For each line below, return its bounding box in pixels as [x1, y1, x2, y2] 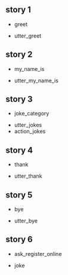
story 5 [5, 190, 33, 200]
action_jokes [14, 128, 46, 135]
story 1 [5, 5, 31, 15]
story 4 [5, 145, 33, 155]
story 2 [5, 50, 33, 60]
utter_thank [14, 172, 42, 180]
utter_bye [14, 217, 38, 224]
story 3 [5, 94, 33, 104]
